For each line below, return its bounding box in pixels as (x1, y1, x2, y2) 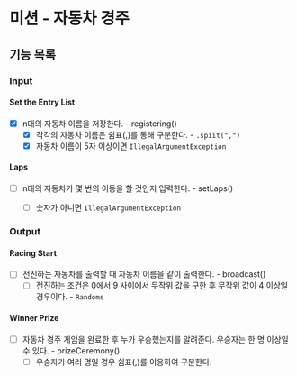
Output (9, 225, 41, 238)
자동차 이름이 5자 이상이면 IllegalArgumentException (35, 141, 227, 151)
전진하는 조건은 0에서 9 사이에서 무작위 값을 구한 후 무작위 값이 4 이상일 (35, 280, 288, 291)
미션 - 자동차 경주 (9, 8, 130, 29)
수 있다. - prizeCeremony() (22, 344, 121, 356)
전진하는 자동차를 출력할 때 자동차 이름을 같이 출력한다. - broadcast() (22, 269, 266, 280)
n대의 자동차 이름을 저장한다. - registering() (22, 118, 177, 129)
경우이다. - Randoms (35, 291, 104, 302)
